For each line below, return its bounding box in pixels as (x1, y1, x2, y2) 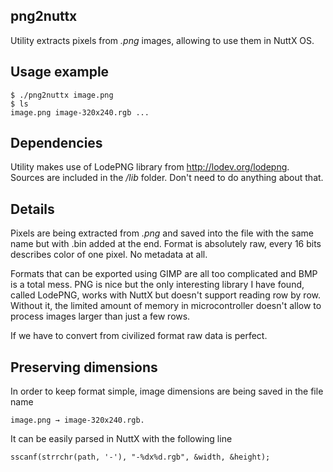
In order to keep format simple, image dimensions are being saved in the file (10, 385, 324, 398)
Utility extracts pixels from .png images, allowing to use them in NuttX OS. (10, 34, 315, 46)
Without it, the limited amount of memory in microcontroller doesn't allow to (10, 300, 322, 312)
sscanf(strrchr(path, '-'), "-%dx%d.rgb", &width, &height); (10, 452, 271, 463)
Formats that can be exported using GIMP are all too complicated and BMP (10, 268, 318, 280)
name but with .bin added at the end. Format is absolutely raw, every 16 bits (10, 238, 322, 250)
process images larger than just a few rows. (10, 310, 191, 323)
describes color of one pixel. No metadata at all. (10, 249, 208, 261)
